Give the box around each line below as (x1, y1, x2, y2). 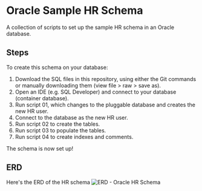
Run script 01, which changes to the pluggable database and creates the (15, 101, 195, 108)
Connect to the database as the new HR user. (15, 114, 128, 121)
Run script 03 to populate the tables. (15, 126, 106, 134)
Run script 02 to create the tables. (15, 120, 100, 128)
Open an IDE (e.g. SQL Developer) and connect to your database (15, 88, 177, 95)
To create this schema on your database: (6, 63, 108, 71)
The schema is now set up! (6, 144, 74, 152)
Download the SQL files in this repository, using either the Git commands (15, 75, 197, 82)
